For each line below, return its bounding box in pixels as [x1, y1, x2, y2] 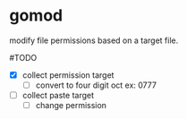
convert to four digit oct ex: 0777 [35, 80, 157, 90]
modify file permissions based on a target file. [9, 35, 179, 46]
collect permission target [21, 69, 115, 81]
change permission [35, 100, 107, 111]
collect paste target [21, 90, 95, 101]
